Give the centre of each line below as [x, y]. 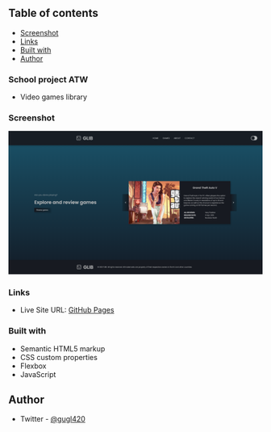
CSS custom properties [59, 357]
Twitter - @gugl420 [53, 419]
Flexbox [33, 366]
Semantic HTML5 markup [63, 348]
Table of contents [53, 13]
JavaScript [38, 374]
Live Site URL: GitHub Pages [67, 310]
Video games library [53, 97]
